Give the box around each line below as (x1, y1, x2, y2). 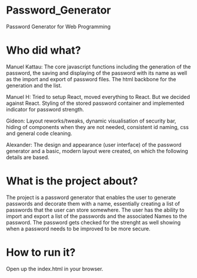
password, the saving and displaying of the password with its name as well (6, 69, 187, 77)
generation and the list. (6, 82, 62, 89)
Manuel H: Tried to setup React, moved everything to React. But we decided (6, 93, 190, 100)
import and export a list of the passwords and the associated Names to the (6, 213, 187, 220)
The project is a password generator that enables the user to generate (6, 194, 176, 201)
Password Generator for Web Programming (6, 23, 111, 30)
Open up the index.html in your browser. (6, 265, 103, 272)
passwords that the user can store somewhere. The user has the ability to (6, 206, 185, 213)
